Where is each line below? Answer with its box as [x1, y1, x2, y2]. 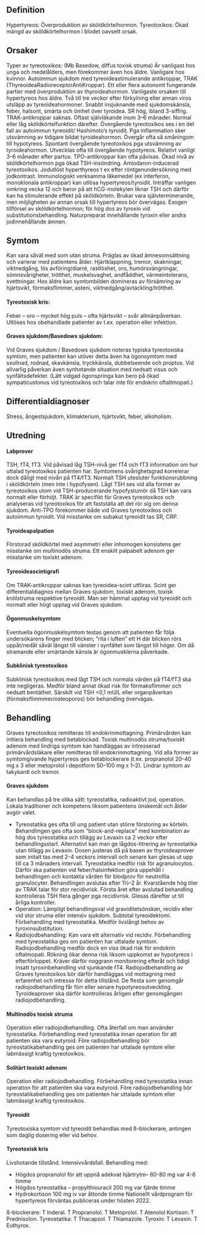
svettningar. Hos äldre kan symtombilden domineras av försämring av [6, 278, 182, 285]
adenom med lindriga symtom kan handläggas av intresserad [6, 742, 160, 749]
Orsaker [6, 45, 38, 56]
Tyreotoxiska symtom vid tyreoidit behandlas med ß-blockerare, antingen [6, 1125, 192, 1132]
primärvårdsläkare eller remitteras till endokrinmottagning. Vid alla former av [6, 748, 199, 756]
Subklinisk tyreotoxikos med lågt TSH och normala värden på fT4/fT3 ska [6, 676, 192, 683]
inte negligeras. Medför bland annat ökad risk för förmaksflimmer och [6, 682, 182, 689]
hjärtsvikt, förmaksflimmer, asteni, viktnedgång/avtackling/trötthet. [6, 284, 174, 291]
